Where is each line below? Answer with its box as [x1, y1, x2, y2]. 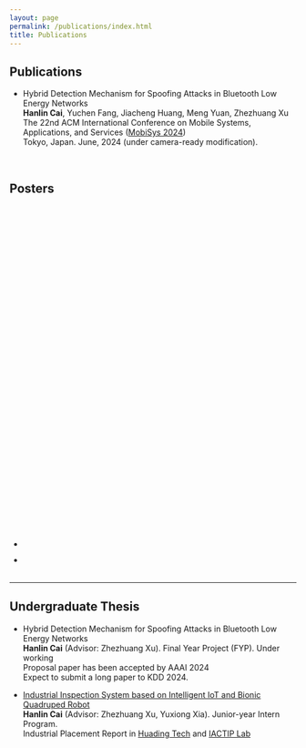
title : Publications [9, 30, 88, 39]
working [22, 652, 54, 663]
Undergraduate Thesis [9, 599, 140, 615]
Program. [22, 718, 58, 729]
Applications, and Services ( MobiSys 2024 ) [22, 127, 187, 138]
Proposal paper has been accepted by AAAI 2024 [22, 661, 209, 672]
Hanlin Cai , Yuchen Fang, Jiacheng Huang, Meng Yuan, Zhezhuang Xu [22, 108, 290, 118]
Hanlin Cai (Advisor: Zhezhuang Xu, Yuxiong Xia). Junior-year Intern [22, 708, 280, 720]
